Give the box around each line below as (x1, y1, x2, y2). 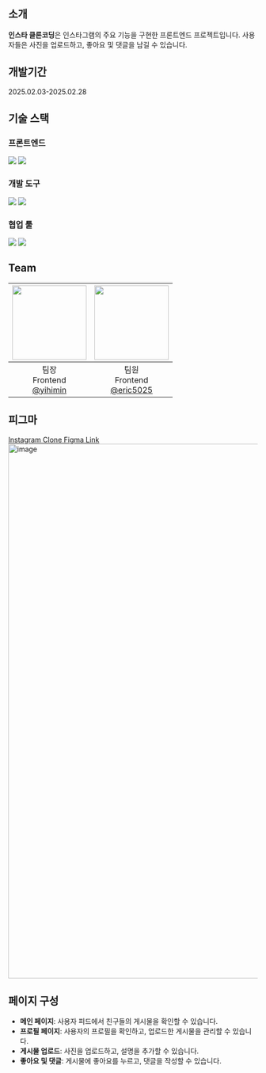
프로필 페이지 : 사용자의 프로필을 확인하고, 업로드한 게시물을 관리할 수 (19, 1026, 231, 1036)
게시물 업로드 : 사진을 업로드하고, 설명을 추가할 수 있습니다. (19, 1046, 199, 1056)
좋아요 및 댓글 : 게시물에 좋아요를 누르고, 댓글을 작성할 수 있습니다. (19, 1056, 222, 1066)
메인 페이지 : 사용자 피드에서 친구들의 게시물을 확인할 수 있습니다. (19, 1017, 218, 1026)
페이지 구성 (8, 994, 59, 1007)
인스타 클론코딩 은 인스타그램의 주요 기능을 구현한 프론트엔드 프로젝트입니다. (8, 30, 241, 40)
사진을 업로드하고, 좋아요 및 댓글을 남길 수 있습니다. (28, 40, 188, 49)
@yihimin (32, 384, 67, 395)
